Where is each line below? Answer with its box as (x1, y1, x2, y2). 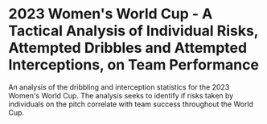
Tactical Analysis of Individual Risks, (8, 22, 259, 40)
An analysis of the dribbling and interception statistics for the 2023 (8, 82, 230, 92)
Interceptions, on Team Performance (8, 56, 260, 74)
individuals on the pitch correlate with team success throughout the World (8, 99, 253, 109)
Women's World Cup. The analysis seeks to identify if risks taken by (8, 90, 234, 100)
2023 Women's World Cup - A (8, 5, 213, 23)
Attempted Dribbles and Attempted (8, 39, 248, 57)
